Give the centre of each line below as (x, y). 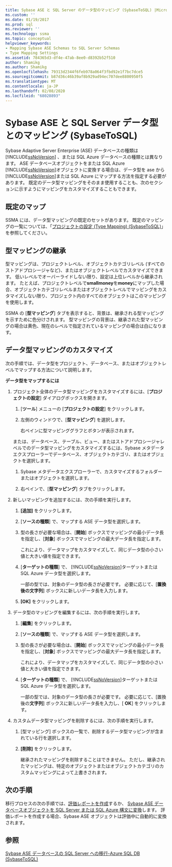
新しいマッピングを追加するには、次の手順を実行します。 (73, 499)
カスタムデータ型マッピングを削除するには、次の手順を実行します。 (84, 721)
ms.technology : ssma (27, 34)
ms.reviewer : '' (23, 29)
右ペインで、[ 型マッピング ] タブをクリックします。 (74, 489)
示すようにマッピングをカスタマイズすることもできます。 (79, 189)
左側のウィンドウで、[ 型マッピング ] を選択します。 (74, 419)
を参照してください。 (28, 233)
